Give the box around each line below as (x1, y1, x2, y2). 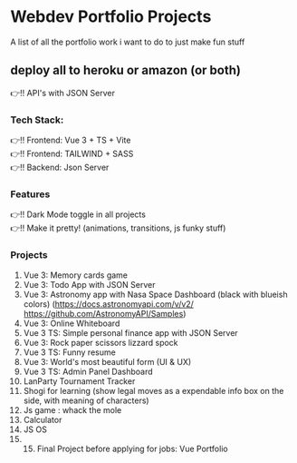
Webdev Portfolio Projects (10, 6, 212, 27)
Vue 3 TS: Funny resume (23, 347, 116, 358)
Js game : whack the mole (23, 404, 122, 415)
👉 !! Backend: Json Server (10, 162, 110, 173)
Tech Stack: (10, 113, 64, 126)
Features (10, 188, 51, 201)
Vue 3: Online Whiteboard (23, 318, 120, 329)
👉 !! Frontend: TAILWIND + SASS (10, 148, 134, 160)
